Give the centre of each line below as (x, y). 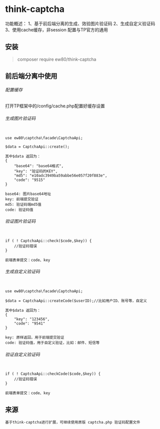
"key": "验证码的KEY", (36, 171)
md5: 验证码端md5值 (23, 204)
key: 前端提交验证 (22, 199)
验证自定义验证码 (23, 354)
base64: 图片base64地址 (28, 194)
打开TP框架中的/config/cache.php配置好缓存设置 (55, 106)
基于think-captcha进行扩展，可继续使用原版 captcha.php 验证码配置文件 (73, 422)
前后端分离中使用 (31, 76)
